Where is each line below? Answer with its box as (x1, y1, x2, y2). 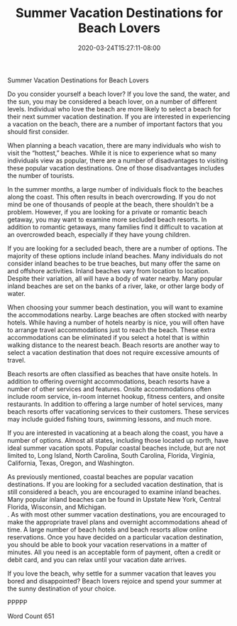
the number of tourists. (7, 171, 75, 180)
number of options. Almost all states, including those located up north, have (7, 436, 229, 444)
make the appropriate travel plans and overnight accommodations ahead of (7, 517, 228, 526)
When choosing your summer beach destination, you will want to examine (7, 303, 224, 312)
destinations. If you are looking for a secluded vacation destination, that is (7, 480, 224, 488)
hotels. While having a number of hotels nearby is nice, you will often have (7, 318, 225, 326)
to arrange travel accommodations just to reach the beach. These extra (7, 325, 216, 334)
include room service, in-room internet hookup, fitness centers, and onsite (7, 392, 225, 400)
